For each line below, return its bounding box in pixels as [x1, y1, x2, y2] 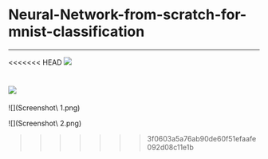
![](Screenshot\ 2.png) [8, 118, 82, 128]
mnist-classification [8, 22, 145, 41]
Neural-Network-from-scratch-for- [8, 6, 247, 24]
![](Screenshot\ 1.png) [8, 102, 81, 113]
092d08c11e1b [147, 142, 194, 152]
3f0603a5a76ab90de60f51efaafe [147, 133, 257, 143]
